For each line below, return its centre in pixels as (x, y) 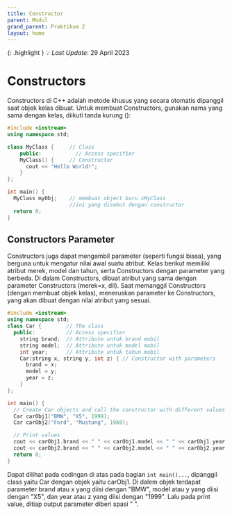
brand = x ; (41, 365)
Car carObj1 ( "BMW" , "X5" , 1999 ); (62, 416)
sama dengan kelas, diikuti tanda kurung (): (69, 115)
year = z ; (40, 378)
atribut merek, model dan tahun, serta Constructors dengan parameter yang (116, 271)
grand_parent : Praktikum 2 (46, 26)
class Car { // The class (56, 326)
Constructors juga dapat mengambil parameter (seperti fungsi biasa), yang (114, 256)
